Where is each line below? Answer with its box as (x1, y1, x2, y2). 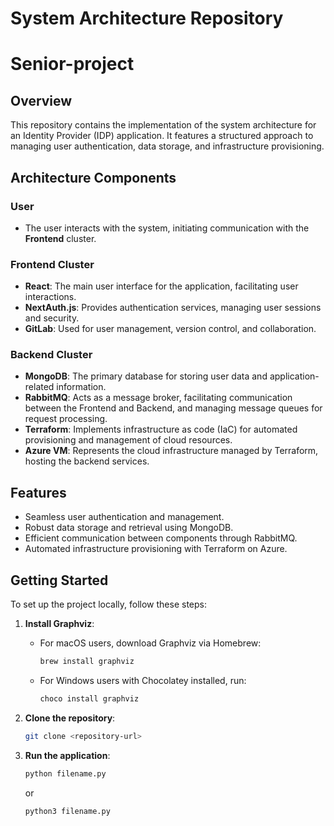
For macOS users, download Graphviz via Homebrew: (39, 637, 262, 649)
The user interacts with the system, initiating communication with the (24, 222, 310, 234)
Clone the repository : (24, 712, 116, 724)
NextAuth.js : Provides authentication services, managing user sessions (24, 302, 322, 314)
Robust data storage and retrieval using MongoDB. (24, 522, 234, 534)
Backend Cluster (10, 348, 93, 362)
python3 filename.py (24, 806, 111, 816)
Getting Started (10, 572, 109, 589)
